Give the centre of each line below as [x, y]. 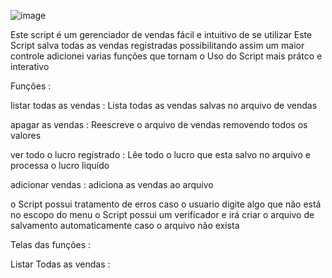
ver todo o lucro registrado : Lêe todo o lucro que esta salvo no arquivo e [160, 154]
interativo [30, 66]
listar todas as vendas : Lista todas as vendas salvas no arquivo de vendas [164, 105]
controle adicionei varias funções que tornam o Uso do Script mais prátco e [166, 56]
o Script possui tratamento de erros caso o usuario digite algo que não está [166, 204]
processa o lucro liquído [60, 165]
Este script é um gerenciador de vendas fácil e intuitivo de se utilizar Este [161, 34]
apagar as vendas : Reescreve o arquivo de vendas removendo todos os [159, 124]
